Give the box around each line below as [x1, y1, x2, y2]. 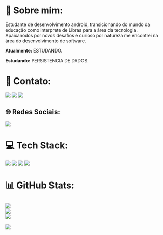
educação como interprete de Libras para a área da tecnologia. [5, 27, 138, 33]
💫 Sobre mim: [5, 5, 63, 16]
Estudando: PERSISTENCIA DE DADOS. [5, 57, 89, 63]
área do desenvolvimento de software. [5, 38, 86, 44]
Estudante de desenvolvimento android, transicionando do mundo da [5, 21, 150, 28]
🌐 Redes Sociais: [5, 108, 60, 116]
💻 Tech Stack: [5, 140, 68, 151]
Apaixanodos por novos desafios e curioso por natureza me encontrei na [5, 32, 158, 38]
